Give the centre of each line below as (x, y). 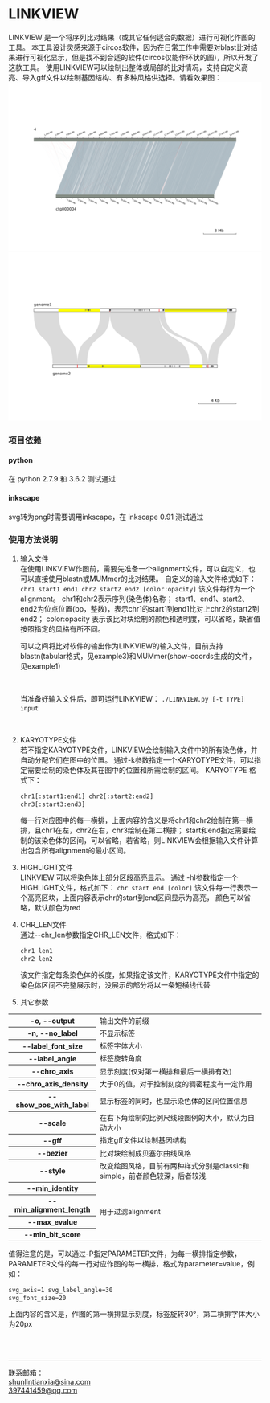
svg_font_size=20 (37, 1298)
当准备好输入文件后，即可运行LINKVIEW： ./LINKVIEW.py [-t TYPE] (132, 698)
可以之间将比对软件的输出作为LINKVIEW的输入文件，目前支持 (121, 646)
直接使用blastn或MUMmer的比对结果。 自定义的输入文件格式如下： (145, 579)
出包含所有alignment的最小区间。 (75, 850)
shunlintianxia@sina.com (49, 1381)
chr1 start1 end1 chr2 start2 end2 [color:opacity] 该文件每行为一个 (137, 588)
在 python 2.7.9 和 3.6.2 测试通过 (62, 479)
